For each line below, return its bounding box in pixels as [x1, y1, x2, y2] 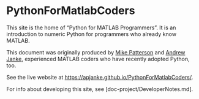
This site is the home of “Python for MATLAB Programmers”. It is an [6, 24, 176, 31]
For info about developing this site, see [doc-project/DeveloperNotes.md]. [6, 85, 193, 92]
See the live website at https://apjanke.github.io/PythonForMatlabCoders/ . [6, 73, 193, 81]
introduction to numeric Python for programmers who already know [6, 30, 176, 37]
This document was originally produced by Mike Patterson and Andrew [6, 48, 186, 56]
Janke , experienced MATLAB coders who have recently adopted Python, [6, 55, 190, 62]
